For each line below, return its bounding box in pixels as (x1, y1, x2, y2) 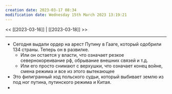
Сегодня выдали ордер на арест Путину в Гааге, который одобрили (12, 41, 162, 47)
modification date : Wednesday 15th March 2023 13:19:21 (5, 12, 127, 17)
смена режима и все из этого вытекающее (20, 68, 115, 74)
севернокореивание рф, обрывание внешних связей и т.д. (20, 57, 148, 63)
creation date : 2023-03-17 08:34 (5, 7, 77, 13)
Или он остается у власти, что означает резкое (20, 52, 124, 58)
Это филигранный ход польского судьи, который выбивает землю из (12, 74, 164, 80)
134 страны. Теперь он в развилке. (12, 46, 90, 53)
